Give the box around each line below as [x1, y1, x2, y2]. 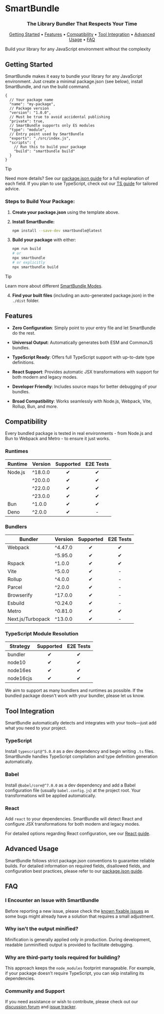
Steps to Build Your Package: [5, 198, 75, 205]
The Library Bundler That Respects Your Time [26, 21, 138, 27]
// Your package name [9, 97, 54, 103]
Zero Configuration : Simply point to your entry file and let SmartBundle [12, 325, 156, 331]
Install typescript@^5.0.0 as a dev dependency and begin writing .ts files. [5, 748, 155, 754]
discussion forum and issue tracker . [5, 1004, 77, 1010]
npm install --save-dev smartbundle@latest [12, 228, 102, 233]
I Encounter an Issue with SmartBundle [5, 897, 99, 904]
